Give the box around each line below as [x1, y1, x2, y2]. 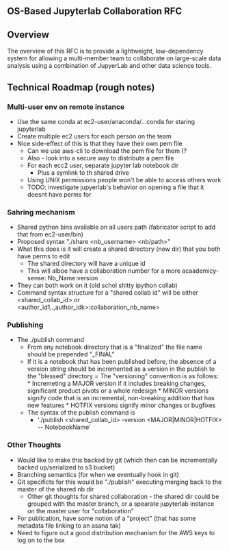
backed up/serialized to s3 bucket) [16, 463, 116, 472]
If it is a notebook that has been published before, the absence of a [27, 358, 217, 366]
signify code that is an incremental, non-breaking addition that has [27, 394, 215, 402]
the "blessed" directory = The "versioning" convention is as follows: [27, 372, 219, 380]
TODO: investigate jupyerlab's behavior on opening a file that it [27, 183, 204, 191]
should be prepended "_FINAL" [27, 350, 115, 358]
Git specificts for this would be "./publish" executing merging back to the [16, 478, 222, 486]
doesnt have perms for [27, 190, 92, 198]
